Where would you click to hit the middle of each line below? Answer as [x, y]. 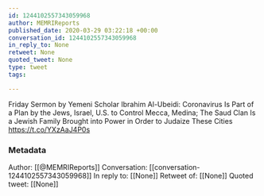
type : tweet [28, 67]
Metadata [27, 150]
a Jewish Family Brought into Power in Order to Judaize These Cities [120, 121]
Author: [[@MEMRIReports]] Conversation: [78, 167]
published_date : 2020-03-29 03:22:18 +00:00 [83, 30]
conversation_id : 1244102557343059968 [72, 38]
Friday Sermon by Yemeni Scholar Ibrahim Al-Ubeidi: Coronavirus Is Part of [131, 104]
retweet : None [32, 52]
